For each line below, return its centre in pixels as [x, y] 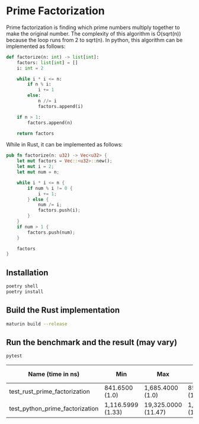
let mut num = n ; [38, 172]
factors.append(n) [50, 123]
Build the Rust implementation [63, 310]
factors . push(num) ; [52, 232]
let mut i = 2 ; [36, 167]
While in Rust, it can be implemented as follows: [65, 145]
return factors [36, 133]
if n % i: [39, 84]
